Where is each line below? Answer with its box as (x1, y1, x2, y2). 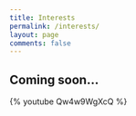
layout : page (9, 30, 59, 39)
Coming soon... (9, 72, 99, 87)
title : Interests (9, 13, 76, 23)
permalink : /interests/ (9, 22, 100, 31)
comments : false (9, 38, 71, 48)
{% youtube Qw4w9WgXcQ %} (9, 96, 128, 107)
